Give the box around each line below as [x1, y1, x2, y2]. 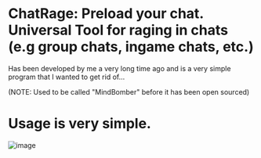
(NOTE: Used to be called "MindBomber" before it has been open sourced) [8, 87, 250, 96]
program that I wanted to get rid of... [8, 72, 125, 81]
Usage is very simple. [8, 115, 151, 133]
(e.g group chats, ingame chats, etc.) [8, 38, 254, 56]
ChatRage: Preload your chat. [8, 5, 204, 23]
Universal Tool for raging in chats [8, 21, 229, 39]
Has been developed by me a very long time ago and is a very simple [8, 63, 231, 73]
